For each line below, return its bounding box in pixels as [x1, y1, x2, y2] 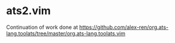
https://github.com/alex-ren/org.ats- [79, 24, 169, 31]
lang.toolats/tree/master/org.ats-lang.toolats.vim [6, 29, 125, 37]
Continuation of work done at [6, 24, 78, 31]
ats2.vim [6, 4, 51, 18]
